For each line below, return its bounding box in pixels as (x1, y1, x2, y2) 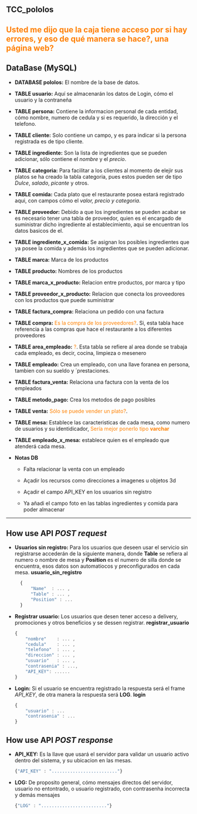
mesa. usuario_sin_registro (14, 569, 82, 576)
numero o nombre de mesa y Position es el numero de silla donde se (14, 557, 182, 564)
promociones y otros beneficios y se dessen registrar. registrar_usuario (14, 619, 189, 626)
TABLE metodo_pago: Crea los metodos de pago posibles (14, 396, 156, 403)
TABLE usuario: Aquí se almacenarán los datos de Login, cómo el (14, 90, 174, 97)
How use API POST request (6, 528, 107, 538)
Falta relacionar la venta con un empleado (23, 465, 125, 473)
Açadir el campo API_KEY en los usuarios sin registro (23, 488, 152, 495)
